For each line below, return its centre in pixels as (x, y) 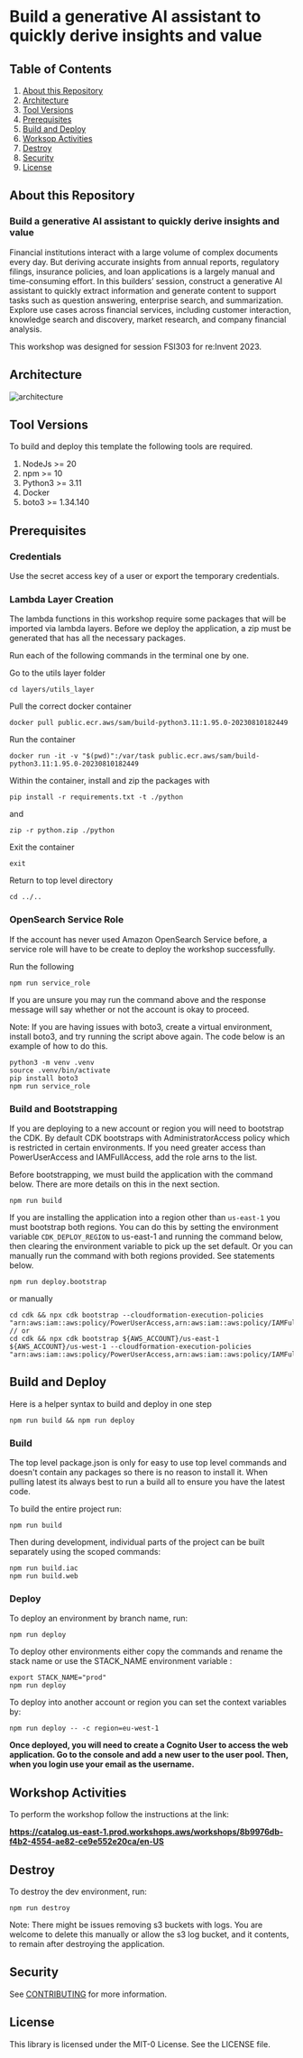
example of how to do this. (59, 1046)
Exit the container (42, 847)
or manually (31, 1298)
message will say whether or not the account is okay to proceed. (129, 1009)
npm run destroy (40, 1908)
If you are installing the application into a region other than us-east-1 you (145, 1217)
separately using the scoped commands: (85, 1552)
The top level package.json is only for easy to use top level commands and (148, 1462)
